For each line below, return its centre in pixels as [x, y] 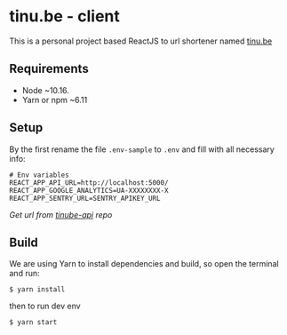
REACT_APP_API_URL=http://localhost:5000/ [89, 183]
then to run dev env [45, 306]
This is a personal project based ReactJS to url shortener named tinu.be [141, 41]
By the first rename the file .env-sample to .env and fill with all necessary [142, 149]
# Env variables [39, 175]
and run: [24, 274]
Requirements [49, 69]
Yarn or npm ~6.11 [55, 100]
